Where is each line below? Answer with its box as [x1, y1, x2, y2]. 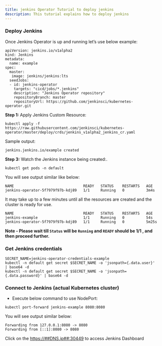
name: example [9, 61, 38, 66]
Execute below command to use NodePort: [12, 295, 98, 301]
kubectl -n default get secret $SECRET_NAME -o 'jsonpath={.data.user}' [5, 260, 155, 265]
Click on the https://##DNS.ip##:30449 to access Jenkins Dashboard [5, 336, 144, 342]
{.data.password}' [5, 273, 42, 278]
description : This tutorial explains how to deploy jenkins [5, 12, 130, 17]
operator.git [5, 103, 32, 108]
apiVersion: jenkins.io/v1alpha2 [5, 48, 73, 53]
